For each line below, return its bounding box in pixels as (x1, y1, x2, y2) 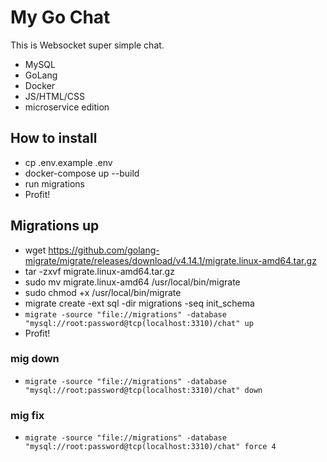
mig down (10, 352, 60, 366)
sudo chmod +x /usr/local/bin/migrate (24, 286, 182, 298)
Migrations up (10, 217, 100, 235)
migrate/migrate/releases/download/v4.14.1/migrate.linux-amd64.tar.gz (24, 254, 317, 266)
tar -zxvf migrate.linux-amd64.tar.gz (24, 265, 175, 277)
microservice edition (24, 101, 110, 113)
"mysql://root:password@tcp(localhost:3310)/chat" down (24, 385, 263, 395)
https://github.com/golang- (48, 244, 160, 256)
